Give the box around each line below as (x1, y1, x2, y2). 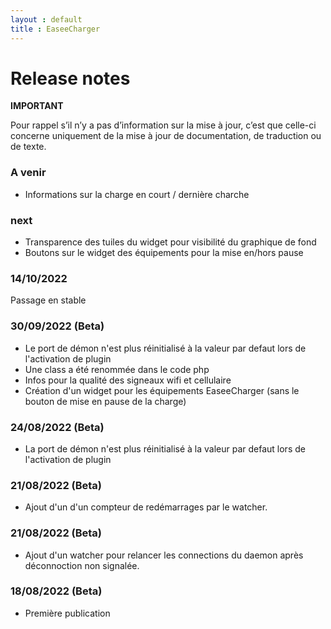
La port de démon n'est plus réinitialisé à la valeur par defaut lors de (24, 442, 306, 455)
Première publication (24, 607, 111, 619)
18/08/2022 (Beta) (10, 584, 103, 598)
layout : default (10, 14, 83, 25)
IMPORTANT (10, 100, 64, 112)
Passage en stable (10, 294, 87, 306)
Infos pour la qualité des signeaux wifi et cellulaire (24, 374, 232, 386)
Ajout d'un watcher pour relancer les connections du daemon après (24, 549, 304, 561)
